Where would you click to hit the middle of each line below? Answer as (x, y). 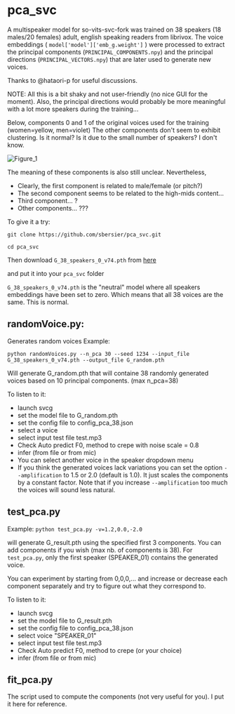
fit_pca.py (30, 680)
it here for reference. (37, 704)
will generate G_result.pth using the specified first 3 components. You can (114, 542)
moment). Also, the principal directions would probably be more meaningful (116, 101)
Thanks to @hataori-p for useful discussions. (73, 80)
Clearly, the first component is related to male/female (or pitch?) (110, 185)
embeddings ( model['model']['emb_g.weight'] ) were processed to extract (116, 44)
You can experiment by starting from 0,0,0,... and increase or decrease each (117, 579)
